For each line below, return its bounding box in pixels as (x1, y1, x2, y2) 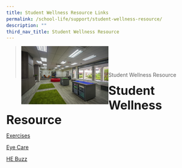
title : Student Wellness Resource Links (6, 10, 109, 16)
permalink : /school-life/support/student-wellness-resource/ (6, 16, 163, 22)
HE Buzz (6, 155, 28, 163)
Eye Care (6, 144, 29, 151)
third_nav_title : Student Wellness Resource (6, 29, 120, 35)
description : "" (6, 22, 47, 28)
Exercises (6, 132, 31, 139)
